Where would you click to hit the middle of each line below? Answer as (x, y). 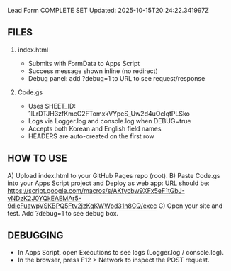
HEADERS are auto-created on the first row (91, 136)
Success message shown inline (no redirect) (93, 71)
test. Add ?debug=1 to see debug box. (63, 213)
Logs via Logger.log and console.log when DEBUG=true (109, 121)
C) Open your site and (191, 206)
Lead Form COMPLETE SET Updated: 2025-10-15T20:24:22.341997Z (108, 10)
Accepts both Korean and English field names (95, 128)
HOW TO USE (37, 159)
